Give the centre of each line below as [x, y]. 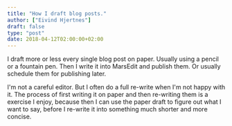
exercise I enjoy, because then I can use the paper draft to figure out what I [114, 102]
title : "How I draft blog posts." [57, 13]
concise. [19, 117]
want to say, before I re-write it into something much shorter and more [107, 109]
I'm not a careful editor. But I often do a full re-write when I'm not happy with [116, 87]
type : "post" [26, 33]
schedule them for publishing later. [57, 74]
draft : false [26, 26]
